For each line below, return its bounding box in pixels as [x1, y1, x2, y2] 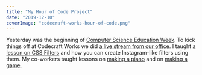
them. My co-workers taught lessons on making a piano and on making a [6, 55, 188, 63]
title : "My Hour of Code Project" [6, 8, 93, 15]
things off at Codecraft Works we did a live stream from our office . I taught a [6, 43, 196, 50]
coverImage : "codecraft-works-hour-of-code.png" [6, 20, 131, 26]
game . [6, 62, 22, 69]
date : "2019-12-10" [6, 14, 55, 20]
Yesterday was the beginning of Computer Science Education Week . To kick [6, 37, 195, 44]
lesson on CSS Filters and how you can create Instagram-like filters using [6, 49, 189, 56]
